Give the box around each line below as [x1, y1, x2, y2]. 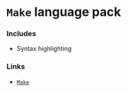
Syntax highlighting [16, 44, 72, 53]
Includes [6, 29, 37, 39]
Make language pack [6, 4, 122, 20]
